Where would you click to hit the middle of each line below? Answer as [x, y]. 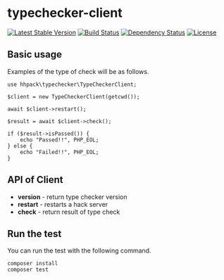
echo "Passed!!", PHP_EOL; [60, 140]
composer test [28, 270]
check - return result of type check [69, 212]
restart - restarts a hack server [63, 204]
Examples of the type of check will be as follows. [78, 71]
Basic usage [35, 55]
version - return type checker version [73, 197]
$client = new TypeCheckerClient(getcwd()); [74, 96]
